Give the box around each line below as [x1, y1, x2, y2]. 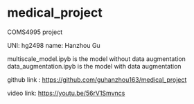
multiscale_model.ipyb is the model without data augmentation [7, 54, 186, 63]
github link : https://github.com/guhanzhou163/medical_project [7, 75, 187, 84]
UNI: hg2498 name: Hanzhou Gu [7, 41, 100, 49]
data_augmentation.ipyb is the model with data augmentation [7, 62, 182, 70]
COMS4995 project [7, 28, 63, 36]
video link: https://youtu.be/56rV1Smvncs [7, 89, 125, 97]
